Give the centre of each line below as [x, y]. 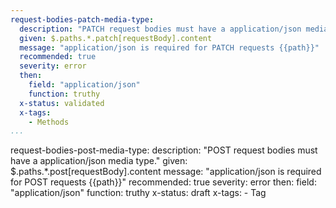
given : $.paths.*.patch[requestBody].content [116, 38]
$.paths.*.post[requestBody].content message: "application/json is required [166, 172]
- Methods [49, 122]
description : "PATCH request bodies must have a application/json [160, 29]
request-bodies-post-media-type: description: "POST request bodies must [164, 150]
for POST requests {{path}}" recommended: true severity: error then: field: [163, 182]
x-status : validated [62, 103]
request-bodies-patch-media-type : [82, 19]
